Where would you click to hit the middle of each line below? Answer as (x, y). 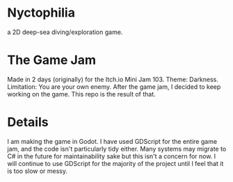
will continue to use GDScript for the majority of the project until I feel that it (115, 163)
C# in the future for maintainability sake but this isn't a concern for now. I (112, 156)
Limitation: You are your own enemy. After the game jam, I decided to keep (114, 86)
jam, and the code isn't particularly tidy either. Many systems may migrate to (117, 149)
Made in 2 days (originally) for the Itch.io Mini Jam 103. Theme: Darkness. (113, 79)
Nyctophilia (41, 13)
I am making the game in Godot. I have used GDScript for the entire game (112, 141)
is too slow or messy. (38, 171)
